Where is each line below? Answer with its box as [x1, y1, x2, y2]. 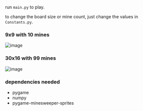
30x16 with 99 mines [5, 55, 56, 62]
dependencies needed [5, 78, 60, 85]
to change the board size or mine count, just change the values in [5, 14, 138, 19]
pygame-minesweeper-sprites [12, 100, 74, 106]
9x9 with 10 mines [5, 31, 50, 38]
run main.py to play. [5, 4, 45, 10]
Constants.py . [5, 19, 33, 25]
